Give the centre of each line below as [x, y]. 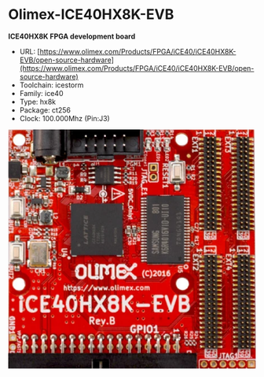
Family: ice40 [41, 93]
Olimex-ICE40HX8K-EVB [91, 15]
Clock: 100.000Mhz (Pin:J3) [64, 118]
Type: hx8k [38, 102]
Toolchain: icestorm [51, 85]
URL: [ [30, 51]
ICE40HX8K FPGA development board [72, 36]
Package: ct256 [45, 110]
